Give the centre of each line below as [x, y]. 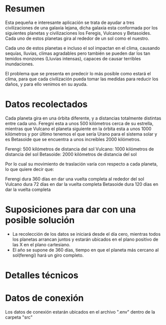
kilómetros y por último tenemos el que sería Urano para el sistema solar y [81, 134]
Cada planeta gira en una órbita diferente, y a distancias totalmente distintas [83, 118]
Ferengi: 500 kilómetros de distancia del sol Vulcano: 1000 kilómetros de [80, 149]
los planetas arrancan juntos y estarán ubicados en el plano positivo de [85, 239]
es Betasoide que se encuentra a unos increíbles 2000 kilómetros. [73, 139]
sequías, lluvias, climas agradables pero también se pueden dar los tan [78, 53]
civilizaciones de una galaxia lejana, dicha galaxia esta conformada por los [82, 27]
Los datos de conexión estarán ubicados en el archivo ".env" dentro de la [80, 312]
